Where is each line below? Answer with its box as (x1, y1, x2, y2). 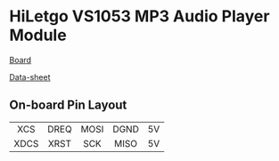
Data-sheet (9, 71, 51, 82)
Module (9, 25, 67, 45)
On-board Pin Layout (9, 98, 127, 113)
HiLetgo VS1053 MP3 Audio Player (9, 6, 270, 27)
